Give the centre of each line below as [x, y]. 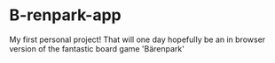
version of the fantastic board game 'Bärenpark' [97, 48]
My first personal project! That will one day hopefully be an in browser [137, 39]
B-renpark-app [65, 15]
